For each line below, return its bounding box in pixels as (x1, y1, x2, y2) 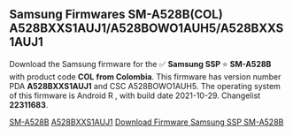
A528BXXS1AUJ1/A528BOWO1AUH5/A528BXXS (9, 21, 284, 36)
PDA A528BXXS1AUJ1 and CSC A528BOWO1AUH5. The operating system (9, 80, 281, 91)
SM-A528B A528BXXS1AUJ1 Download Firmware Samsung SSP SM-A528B (9, 117, 284, 127)
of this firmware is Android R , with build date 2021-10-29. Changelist (9, 90, 261, 101)
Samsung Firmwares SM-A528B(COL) (9, 7, 223, 22)
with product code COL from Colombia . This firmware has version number (9, 71, 281, 82)
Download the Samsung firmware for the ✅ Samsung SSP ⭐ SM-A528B (9, 58, 272, 69)
